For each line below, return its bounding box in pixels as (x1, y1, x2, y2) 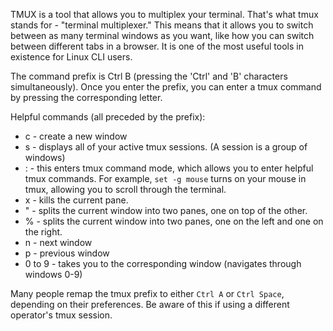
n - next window (24, 237, 93, 248)
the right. (24, 226, 63, 238)
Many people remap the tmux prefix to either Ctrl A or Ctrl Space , (10, 288, 285, 299)
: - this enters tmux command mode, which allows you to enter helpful (24, 162, 314, 174)
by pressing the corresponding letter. (10, 92, 163, 103)
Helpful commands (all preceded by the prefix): (10, 111, 206, 123)
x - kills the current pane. (24, 194, 129, 206)
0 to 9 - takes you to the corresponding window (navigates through (24, 258, 302, 269)
